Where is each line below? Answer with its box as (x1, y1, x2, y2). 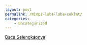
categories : (5, 16, 29, 21)
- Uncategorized (14, 21, 48, 26)
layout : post (5, 7, 32, 12)
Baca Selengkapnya (5, 34, 46, 40)
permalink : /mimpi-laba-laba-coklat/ (5, 12, 83, 17)
